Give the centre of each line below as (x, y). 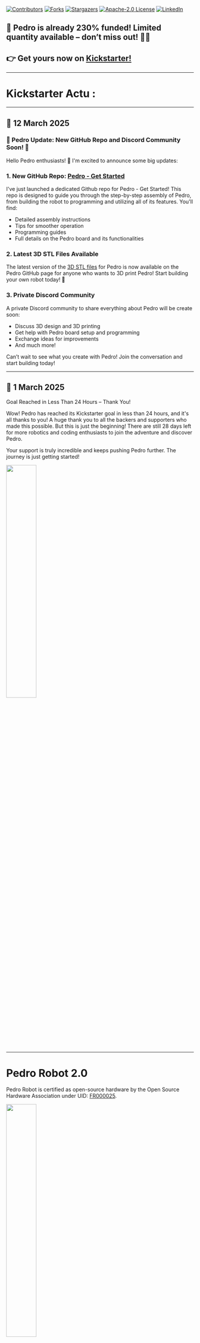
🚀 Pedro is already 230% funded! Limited (84, 28)
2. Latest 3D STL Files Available (52, 254)
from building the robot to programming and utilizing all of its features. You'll (100, 202)
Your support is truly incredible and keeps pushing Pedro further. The (91, 450)
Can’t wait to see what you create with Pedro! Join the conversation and (94, 356)
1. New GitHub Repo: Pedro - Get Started (65, 176)
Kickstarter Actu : (51, 94)
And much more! (35, 345)
